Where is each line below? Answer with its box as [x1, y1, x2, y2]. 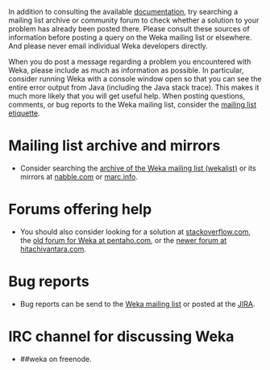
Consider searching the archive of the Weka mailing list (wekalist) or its [19, 163, 256, 173]
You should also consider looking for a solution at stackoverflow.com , [19, 226, 251, 237]
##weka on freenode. [19, 354, 92, 364]
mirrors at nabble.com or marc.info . [19, 171, 139, 181]
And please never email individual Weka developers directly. [8, 41, 208, 51]
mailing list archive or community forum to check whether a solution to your [8, 15, 260, 25]
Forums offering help [8, 200, 152, 219]
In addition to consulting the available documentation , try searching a [8, 7, 239, 16]
